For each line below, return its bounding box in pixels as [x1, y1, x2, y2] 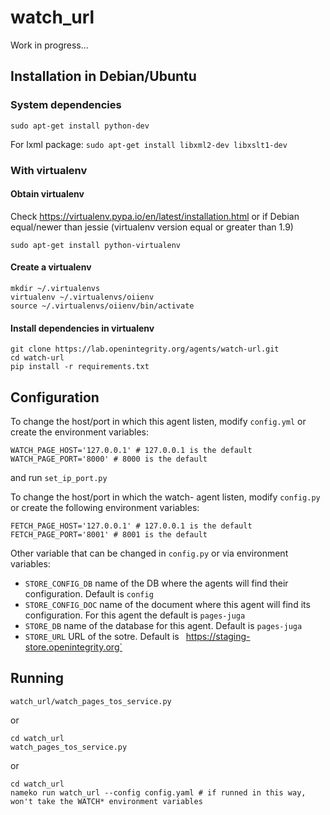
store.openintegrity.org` [24, 641, 123, 653]
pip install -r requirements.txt [10, 362, 150, 372]
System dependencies [10, 98, 122, 112]
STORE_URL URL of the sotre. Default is [24, 630, 180, 642]
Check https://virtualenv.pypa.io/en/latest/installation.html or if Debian [10, 210, 300, 222]
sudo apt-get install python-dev [10, 121, 150, 131]
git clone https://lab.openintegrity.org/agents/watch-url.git [10, 344, 280, 355]
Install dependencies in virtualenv [10, 322, 155, 334]
